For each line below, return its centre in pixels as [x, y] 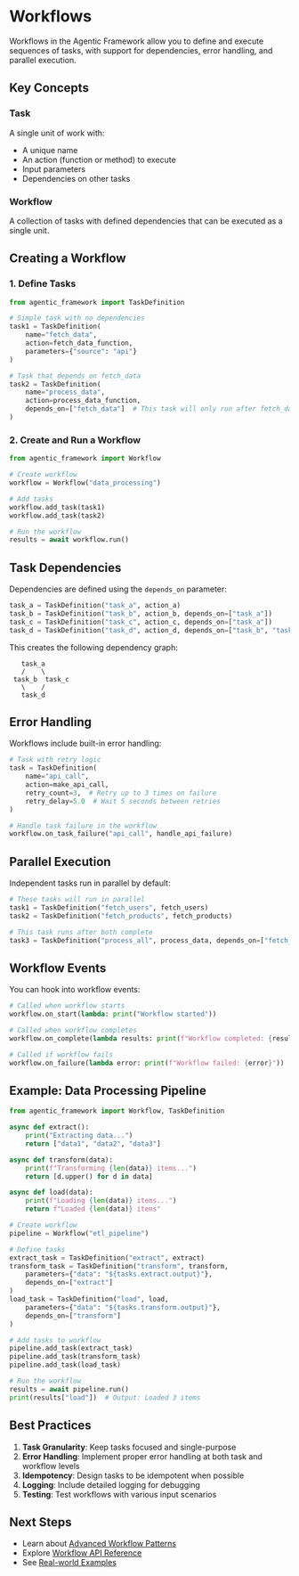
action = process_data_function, [83, 401]
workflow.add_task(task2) [57, 515]
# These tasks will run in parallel [77, 900]
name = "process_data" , [65, 392]
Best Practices [50, 1426]
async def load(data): [51, 1192]
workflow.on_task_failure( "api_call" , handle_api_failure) [121, 834]
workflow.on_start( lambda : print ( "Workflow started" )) [113, 1014]
